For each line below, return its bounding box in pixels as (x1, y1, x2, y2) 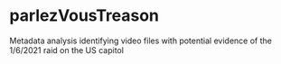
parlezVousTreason (9, 5, 160, 26)
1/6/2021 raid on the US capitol (9, 44, 125, 55)
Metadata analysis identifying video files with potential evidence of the (9, 35, 273, 46)
